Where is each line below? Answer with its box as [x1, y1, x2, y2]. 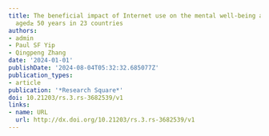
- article [8, 78, 42, 86]
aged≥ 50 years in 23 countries [15, 19, 124, 27]
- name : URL [8, 109, 48, 117]
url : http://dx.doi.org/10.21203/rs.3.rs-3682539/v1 [15, 116, 195, 124]
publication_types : [8, 71, 74, 79]
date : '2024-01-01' [8, 57, 74, 65]
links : [8, 101, 30, 109]
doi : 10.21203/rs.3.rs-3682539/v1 [8, 94, 124, 102]
